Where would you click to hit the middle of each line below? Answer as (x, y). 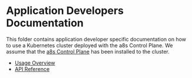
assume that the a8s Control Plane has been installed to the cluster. (88, 51)
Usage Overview (35, 63)
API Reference (32, 69)
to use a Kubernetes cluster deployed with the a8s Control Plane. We (90, 45)
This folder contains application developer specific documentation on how (96, 39)
